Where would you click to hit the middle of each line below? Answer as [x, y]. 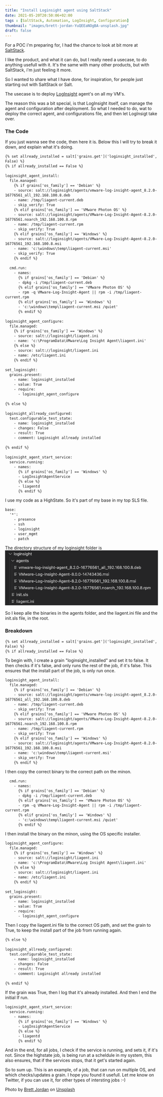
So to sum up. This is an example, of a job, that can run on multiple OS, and [80, 1069]
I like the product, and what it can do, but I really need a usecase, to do [76, 60]
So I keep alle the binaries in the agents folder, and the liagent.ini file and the [81, 613]
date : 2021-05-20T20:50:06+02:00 [39, 15]
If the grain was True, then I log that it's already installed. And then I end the [81, 992]
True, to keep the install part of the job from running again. [64, 930]
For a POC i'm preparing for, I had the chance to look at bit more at [72, 45]
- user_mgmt [26, 534]
